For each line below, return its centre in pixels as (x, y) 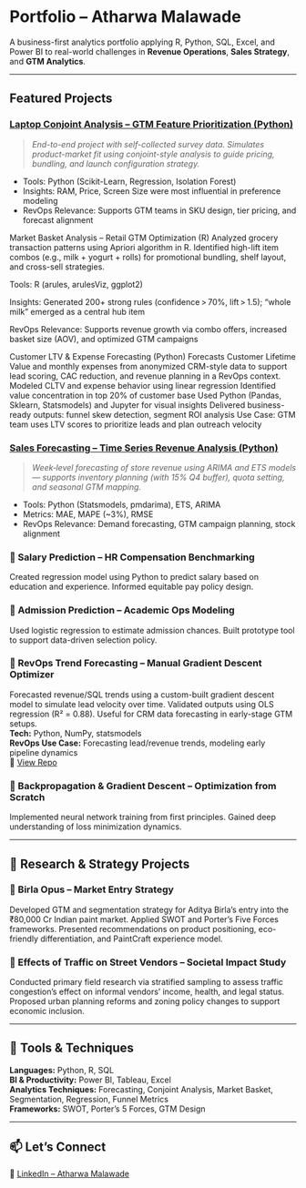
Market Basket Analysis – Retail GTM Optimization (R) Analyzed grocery (144, 238)
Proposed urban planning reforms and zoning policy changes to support (145, 1001)
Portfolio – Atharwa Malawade (125, 17)
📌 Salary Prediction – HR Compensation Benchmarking (132, 557)
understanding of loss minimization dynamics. (96, 827)
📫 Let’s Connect (58, 1147)
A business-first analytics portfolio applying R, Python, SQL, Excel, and (142, 42)
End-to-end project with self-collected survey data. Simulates (148, 144)
